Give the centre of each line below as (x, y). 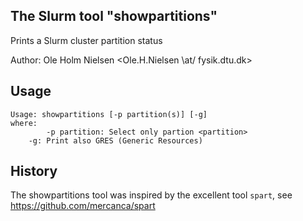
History (34, 171)
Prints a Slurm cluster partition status (86, 40)
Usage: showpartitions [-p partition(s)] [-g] (109, 114)
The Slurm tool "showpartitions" (114, 16)
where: (24, 123)
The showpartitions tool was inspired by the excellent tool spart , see (151, 195)
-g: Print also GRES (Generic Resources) (115, 140)
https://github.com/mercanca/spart (83, 206)
